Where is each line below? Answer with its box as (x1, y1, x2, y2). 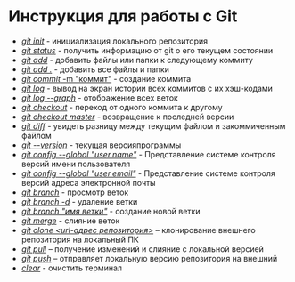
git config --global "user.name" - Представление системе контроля (20, 149, 277, 159)
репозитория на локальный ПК (20, 234, 139, 245)
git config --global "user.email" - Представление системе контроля (20, 167, 275, 179)
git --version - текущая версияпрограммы (20, 140, 182, 150)
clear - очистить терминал (20, 262, 122, 273)
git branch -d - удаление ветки (20, 196, 138, 206)
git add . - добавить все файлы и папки (20, 64, 170, 75)
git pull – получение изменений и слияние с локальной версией (20, 243, 265, 254)
